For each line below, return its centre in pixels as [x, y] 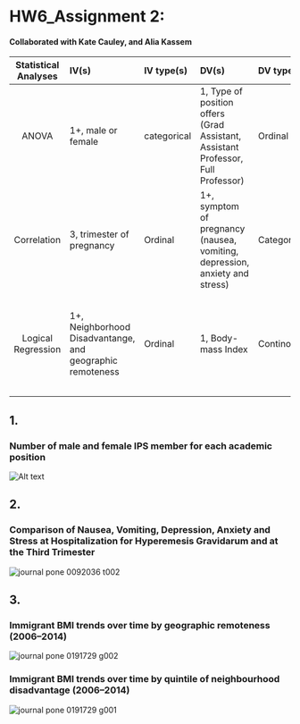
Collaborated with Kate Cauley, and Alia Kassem [100, 41]
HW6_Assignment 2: [87, 17]
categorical [168, 136]
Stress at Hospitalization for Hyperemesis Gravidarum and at [144, 541]
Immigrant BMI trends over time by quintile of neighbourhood [145, 679]
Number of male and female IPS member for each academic [141, 446]
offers [212, 114]
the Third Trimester [52, 552]
